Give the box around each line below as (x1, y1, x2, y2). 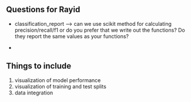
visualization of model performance (14, 76, 101, 84)
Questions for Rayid (6, 5, 81, 15)
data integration (14, 89, 53, 96)
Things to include (6, 61, 72, 71)
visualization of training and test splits (14, 83, 107, 90)
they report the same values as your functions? (14, 32, 129, 40)
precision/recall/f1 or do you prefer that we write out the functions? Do (14, 26, 185, 33)
